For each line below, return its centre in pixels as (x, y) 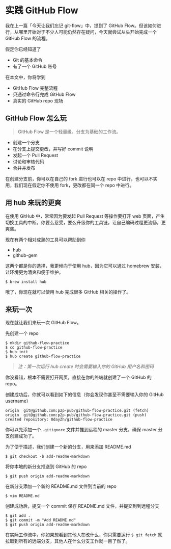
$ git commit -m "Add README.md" (41, 520)
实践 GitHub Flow (42, 10)
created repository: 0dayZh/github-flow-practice (59, 420)
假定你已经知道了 (23, 49)
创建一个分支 (26, 142)
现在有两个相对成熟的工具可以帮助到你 (45, 240)
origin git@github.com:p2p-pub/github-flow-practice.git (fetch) (77, 411)
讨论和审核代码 (28, 162)
